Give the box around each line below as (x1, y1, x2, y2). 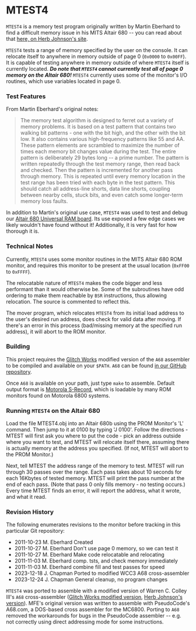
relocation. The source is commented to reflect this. (6, 298, 131, 305)
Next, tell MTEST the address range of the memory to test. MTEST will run (6, 463, 184, 470)
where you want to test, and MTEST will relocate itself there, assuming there (6, 439, 190, 446)
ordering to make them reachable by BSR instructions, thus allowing (6, 292, 167, 299)
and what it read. (6, 494, 47, 501)
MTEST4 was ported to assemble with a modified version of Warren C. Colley (6, 587, 187, 594)
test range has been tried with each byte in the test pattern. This (20, 179, 175, 186)
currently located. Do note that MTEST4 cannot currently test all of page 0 (6, 65, 184, 72)
